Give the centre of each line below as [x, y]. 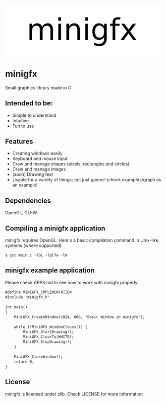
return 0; [24, 362]
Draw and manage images [39, 169]
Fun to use [23, 126]
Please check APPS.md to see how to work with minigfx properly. [72, 282]
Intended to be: [29, 103]
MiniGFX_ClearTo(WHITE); [49, 337]
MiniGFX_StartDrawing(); [49, 332]
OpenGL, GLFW [21, 213]
